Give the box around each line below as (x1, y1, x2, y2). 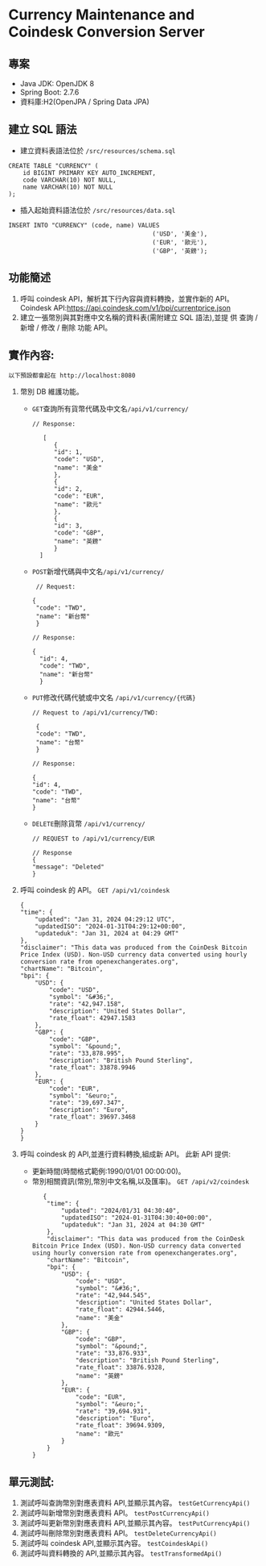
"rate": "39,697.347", (49, 1099, 125, 1107)
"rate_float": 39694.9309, (75, 1422, 166, 1430)
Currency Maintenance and (8, 6, 195, 24)
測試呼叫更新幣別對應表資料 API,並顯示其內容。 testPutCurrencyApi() (19, 1518, 251, 1528)
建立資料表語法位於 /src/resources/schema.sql (19, 145, 176, 155)
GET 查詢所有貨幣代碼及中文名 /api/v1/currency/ (31, 404, 189, 414)
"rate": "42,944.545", (75, 1292, 151, 1300)
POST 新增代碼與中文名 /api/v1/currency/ (31, 567, 165, 577)
